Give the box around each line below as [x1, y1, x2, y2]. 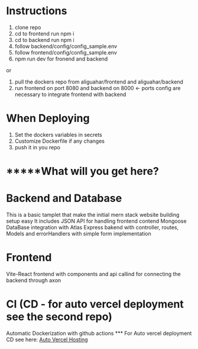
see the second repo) [6, 310, 112, 324]
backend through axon [6, 277, 61, 284]
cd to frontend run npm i [14, 30, 74, 37]
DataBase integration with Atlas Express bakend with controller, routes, [6, 224, 179, 230]
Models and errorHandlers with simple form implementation [6, 230, 152, 237]
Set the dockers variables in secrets [14, 131, 102, 138]
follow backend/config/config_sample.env [14, 43, 118, 50]
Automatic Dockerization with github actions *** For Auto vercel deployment [6, 329, 192, 337]
